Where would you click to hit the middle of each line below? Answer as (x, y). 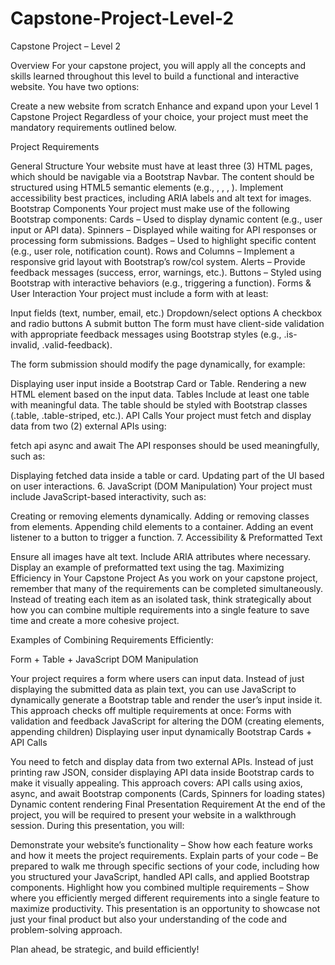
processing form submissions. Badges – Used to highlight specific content (163, 240)
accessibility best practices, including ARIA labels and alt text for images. (161, 198)
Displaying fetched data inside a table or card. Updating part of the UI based (167, 475)
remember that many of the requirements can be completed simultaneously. (167, 588)
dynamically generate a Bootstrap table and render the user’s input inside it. (166, 699)
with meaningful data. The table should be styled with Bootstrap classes (159, 404)
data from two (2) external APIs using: (88, 426)
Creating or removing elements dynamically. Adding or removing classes (160, 516)
